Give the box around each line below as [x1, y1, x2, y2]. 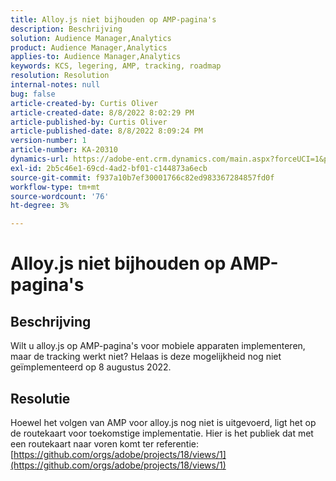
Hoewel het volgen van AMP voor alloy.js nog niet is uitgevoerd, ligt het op [10, 416, 317, 428]
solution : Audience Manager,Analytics [10, 33, 172, 43]
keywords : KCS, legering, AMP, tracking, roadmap [10, 61, 222, 71]
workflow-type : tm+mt [10, 182, 101, 192]
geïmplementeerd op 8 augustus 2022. [10, 361, 172, 373]
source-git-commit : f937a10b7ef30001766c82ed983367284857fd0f [10, 172, 275, 183]
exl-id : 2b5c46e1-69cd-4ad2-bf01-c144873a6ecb [10, 163, 208, 173]
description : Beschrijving [10, 24, 123, 34]
